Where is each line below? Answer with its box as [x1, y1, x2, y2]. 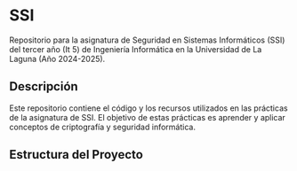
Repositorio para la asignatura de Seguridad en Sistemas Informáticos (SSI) [9, 35, 285, 45]
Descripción [9, 79, 78, 94]
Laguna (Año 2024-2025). [9, 53, 106, 64]
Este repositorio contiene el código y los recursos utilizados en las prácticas [9, 103, 288, 113]
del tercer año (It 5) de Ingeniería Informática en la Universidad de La [9, 43, 262, 54]
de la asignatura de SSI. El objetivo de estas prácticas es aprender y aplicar [9, 112, 286, 122]
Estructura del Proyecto [9, 147, 144, 162]
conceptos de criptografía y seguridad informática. [9, 121, 196, 132]
